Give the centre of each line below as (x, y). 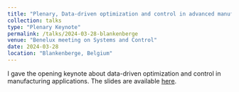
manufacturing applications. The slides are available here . (92, 81)
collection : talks (34, 21)
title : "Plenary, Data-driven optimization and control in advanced (111, 14)
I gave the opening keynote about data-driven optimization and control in (114, 73)
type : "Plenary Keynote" (44, 27)
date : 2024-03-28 (33, 47)
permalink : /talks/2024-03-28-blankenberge (73, 34)
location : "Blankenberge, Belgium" (60, 54)
